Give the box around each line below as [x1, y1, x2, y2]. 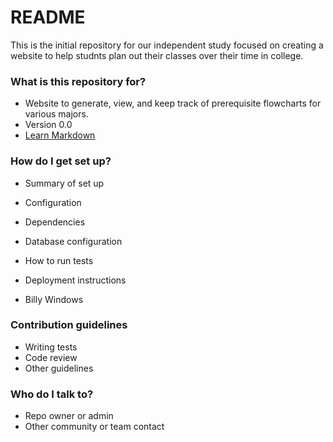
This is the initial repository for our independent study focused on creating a [10, 39, 324, 51]
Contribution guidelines [10, 318, 128, 332]
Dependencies [24, 216, 86, 228]
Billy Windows [24, 293, 84, 305]
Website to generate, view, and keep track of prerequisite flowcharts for [24, 97, 322, 110]
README [10, 6, 86, 29]
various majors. [24, 108, 89, 120]
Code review [24, 351, 78, 363]
